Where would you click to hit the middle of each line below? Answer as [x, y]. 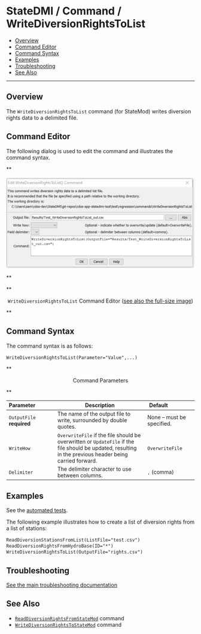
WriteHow [20, 448]
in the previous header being [92, 454]
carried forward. [77, 460]
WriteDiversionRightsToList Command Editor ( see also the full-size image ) [100, 301]
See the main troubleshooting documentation [62, 585]
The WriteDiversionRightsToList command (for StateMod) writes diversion [99, 111]
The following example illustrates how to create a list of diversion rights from [100, 522]
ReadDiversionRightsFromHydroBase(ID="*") [60, 546]
